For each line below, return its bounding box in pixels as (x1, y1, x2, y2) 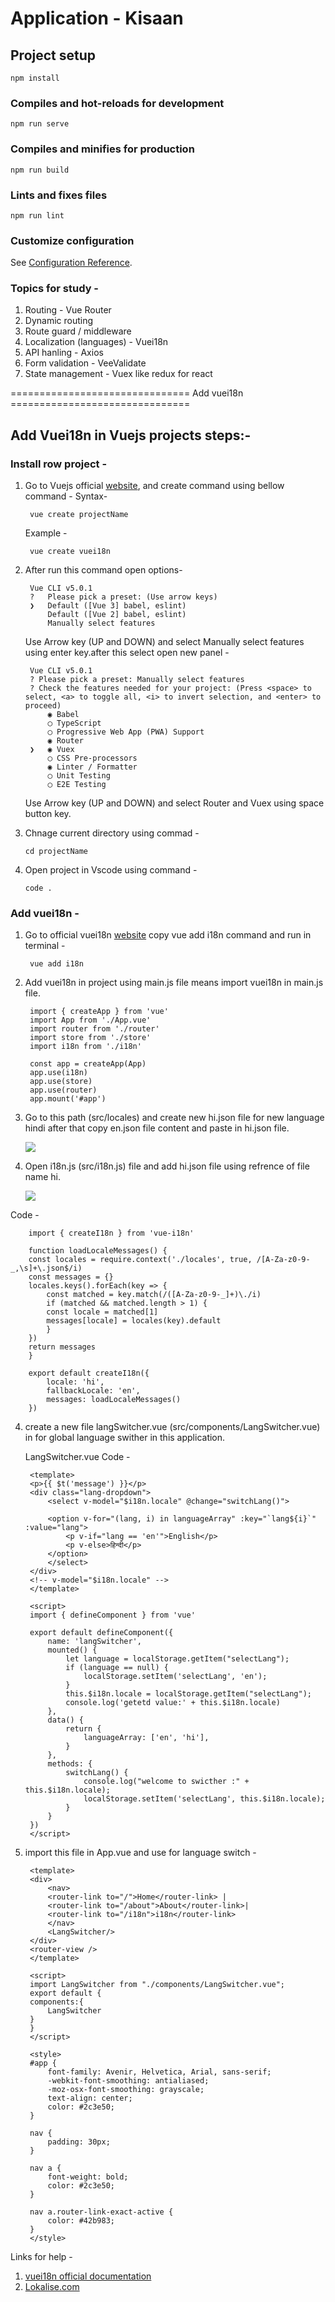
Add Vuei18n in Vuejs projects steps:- (10, 427, 252, 444)
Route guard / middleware (24, 325, 132, 337)
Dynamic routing (24, 315, 94, 327)
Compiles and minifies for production (10, 142, 195, 156)
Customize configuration (10, 233, 135, 247)
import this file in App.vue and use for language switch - (24, 1847, 257, 1859)
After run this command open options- (24, 564, 183, 576)
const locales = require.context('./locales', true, (28, 1255, 253, 1265)
